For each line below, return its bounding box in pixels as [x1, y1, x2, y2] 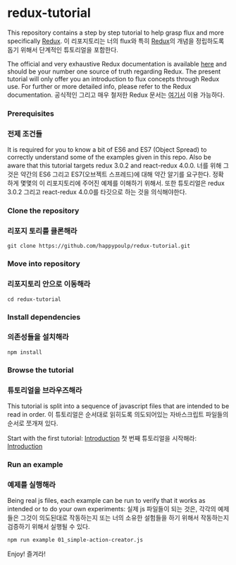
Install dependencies [7, 312, 81, 322]
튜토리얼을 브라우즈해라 [7, 385, 82, 395]
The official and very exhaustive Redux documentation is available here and [7, 59, 227, 68]
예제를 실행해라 [7, 480, 56, 489]
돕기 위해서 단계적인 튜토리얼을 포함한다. [7, 45, 118, 54]
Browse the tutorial [7, 365, 74, 375]
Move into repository [7, 259, 81, 269]
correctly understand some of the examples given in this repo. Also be [7, 153, 211, 162]
